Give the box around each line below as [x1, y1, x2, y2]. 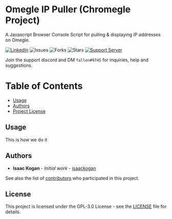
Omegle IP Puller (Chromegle [5, 4, 131, 15]
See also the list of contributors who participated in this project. [5, 175, 140, 181]
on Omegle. [5, 37, 30, 43]
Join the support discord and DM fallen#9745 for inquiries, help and [5, 56, 149, 63]
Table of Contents [5, 81, 83, 92]
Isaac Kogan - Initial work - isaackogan [12, 165, 96, 171]
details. [5, 209, 21, 215]
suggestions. [5, 62, 33, 68]
